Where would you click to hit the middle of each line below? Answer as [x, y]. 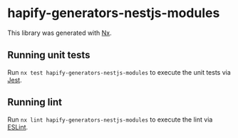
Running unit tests [49, 55]
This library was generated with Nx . [59, 33]
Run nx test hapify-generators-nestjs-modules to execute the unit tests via [119, 72]
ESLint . [18, 127]
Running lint [35, 102]
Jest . [15, 80]
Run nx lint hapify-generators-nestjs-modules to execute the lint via [110, 120]
